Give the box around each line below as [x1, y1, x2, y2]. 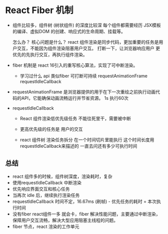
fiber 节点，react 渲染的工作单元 [12, 223, 80, 229]
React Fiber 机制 [5, 5, 74, 16]
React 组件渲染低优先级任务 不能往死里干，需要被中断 [20, 115, 131, 121]
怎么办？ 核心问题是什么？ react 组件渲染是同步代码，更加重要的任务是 [12, 39, 159, 45]
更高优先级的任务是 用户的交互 [20, 126, 83, 132]
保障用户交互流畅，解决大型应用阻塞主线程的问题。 [12, 217, 118, 223]
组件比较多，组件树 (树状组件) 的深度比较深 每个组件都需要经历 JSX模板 [12, 22, 161, 28]
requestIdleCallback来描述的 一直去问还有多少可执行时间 [20, 143, 137, 149]
